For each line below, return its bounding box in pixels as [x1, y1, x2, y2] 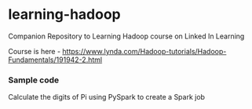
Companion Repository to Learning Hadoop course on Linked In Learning [8, 31, 245, 41]
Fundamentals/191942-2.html [8, 55, 103, 64]
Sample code [8, 74, 60, 85]
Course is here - [8, 46, 61, 56]
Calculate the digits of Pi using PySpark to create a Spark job [8, 93, 206, 102]
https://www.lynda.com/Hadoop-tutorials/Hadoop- [62, 46, 227, 56]
